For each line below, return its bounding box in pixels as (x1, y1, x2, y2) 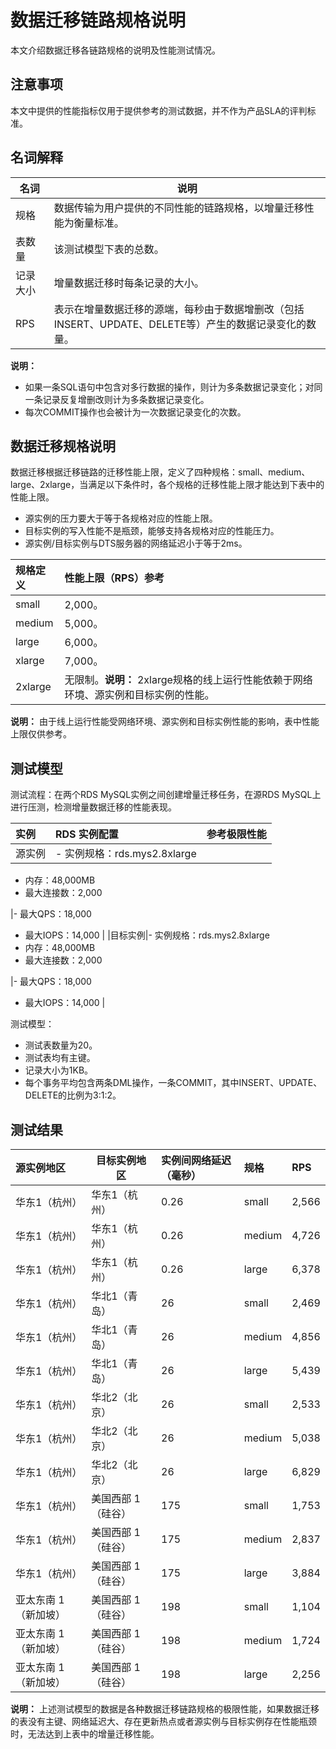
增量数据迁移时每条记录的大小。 (53, 276, 205, 290)
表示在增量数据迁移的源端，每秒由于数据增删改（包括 (53, 302, 305, 316)
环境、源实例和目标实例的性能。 (64, 688, 215, 702)
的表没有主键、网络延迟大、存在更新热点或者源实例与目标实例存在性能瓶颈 (10, 1716, 317, 1727)
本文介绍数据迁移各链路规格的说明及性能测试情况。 (10, 44, 221, 56)
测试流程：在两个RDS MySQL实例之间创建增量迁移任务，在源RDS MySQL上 (10, 789, 322, 801)
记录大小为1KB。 (24, 1064, 94, 1076)
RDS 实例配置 (55, 827, 119, 841)
